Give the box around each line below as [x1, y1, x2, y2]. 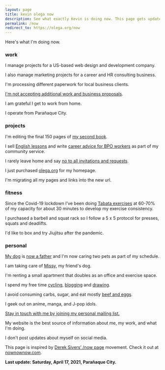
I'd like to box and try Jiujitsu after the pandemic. [5, 230, 104, 236]
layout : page [5, 7, 32, 12]
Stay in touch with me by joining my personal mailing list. [5, 310, 120, 316]
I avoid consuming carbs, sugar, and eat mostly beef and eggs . [5, 291, 133, 298]
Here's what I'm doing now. [5, 39, 60, 45]
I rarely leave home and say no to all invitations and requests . [5, 158, 129, 164]
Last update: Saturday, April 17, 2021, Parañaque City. [5, 359, 117, 365]
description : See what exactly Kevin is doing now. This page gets [5, 16, 146, 21]
